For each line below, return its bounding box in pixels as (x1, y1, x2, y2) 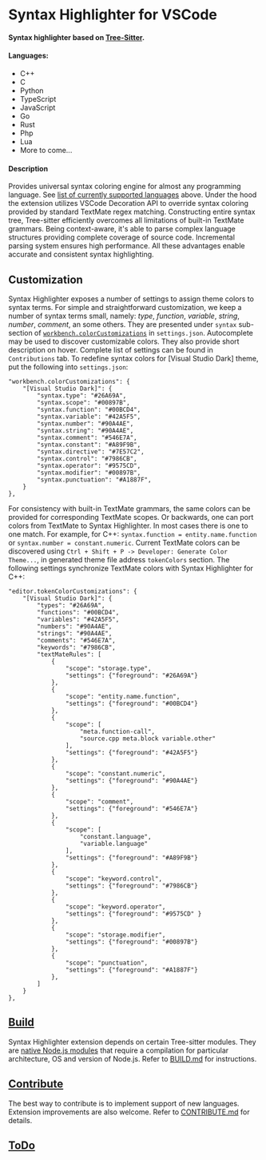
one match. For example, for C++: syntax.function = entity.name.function (8, 530, 257, 538)
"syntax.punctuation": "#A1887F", (37, 476, 152, 484)
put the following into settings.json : (8, 362, 129, 372)
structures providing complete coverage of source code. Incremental (8, 232, 236, 242)
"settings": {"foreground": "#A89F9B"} (65, 854, 198, 862)
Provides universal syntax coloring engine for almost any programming (8, 182, 241, 191)
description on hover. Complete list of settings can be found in (8, 345, 213, 354)
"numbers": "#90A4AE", (37, 622, 113, 630)
